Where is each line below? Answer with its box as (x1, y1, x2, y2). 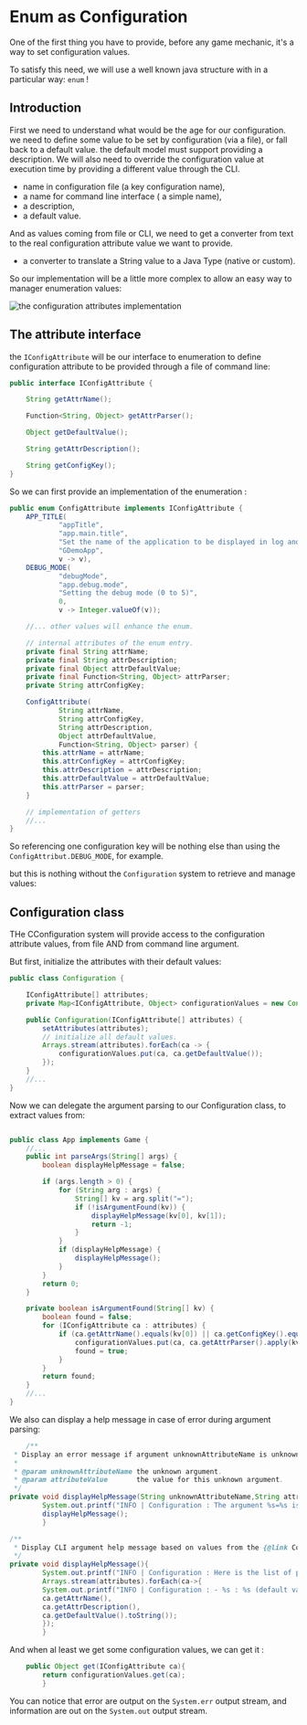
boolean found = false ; (42, 1313, 132, 1322)
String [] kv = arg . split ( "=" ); (74, 1194, 195, 1203)
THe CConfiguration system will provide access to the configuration (9, 929, 265, 940)
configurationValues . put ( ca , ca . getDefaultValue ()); (58, 1049, 263, 1059)
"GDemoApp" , (58, 546, 104, 556)
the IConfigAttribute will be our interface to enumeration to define (9, 351, 262, 362)
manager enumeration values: (9, 282, 122, 293)
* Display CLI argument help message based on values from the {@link (13, 1542, 288, 1552)
